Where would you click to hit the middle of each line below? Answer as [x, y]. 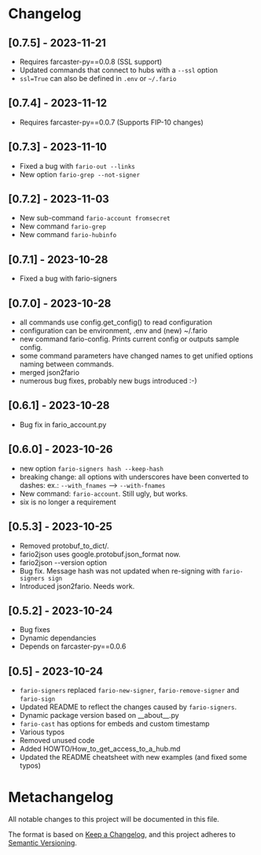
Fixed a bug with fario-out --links [77, 165]
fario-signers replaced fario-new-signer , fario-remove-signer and [129, 690]
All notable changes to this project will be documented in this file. [114, 820]
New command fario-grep [62, 226]
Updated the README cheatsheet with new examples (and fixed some [133, 757]
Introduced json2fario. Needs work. [77, 586]
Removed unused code [57, 741]
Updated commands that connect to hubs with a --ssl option [119, 70]
